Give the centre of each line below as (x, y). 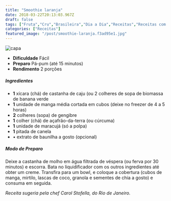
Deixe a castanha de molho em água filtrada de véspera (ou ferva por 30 (82, 161)
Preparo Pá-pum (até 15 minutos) (48, 64)
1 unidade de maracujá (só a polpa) (50, 126)
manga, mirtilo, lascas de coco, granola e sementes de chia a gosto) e (79, 178)
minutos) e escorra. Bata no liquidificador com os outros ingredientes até (82, 167)
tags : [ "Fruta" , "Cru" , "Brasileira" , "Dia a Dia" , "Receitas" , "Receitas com (86, 24)
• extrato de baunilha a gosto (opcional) (55, 137)
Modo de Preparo (24, 148)
